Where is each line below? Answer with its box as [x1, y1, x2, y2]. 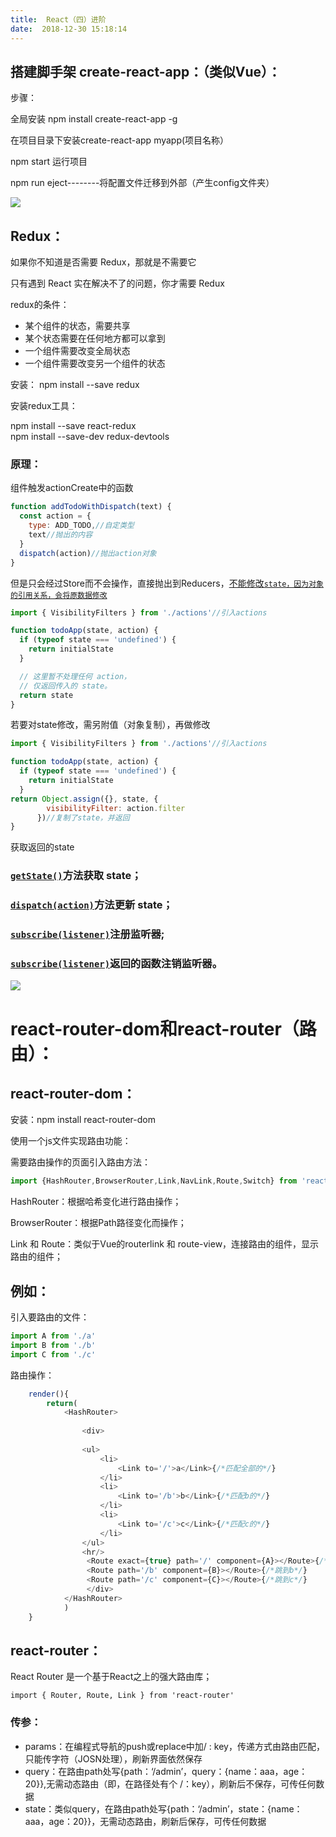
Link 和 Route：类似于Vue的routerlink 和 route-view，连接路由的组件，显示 [10, 1238, 320, 1250]
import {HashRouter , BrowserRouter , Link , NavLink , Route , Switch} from [10, 1176, 298, 1186]
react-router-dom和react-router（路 [10, 1017, 317, 1040]
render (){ [28, 1389, 70, 1399]
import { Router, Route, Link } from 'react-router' [10, 1691, 235, 1701]
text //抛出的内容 [28, 530, 93, 540]
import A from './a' [10, 1331, 97, 1341]
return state [19, 690, 74, 700]
